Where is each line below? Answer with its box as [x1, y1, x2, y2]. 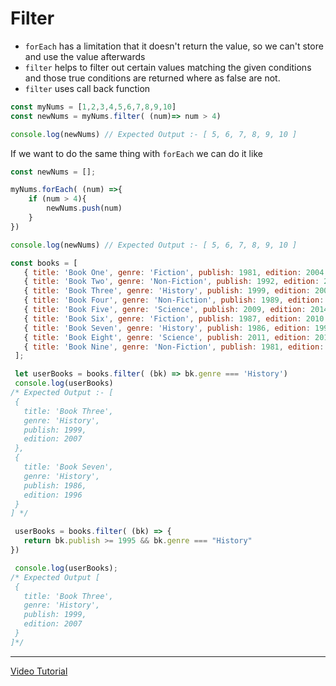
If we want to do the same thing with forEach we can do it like [10, 147, 263, 159]
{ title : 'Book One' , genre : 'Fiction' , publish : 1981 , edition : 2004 [23, 267, 325, 277]
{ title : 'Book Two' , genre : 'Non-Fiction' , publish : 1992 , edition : [23, 277, 320, 287]
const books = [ [10, 258, 78, 268]
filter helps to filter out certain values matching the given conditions [24, 61, 312, 73]
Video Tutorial [10, 665, 68, 677]
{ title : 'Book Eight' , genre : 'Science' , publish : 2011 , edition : [23, 332, 311, 342]
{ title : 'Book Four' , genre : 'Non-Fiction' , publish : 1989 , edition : [23, 295, 325, 306]
